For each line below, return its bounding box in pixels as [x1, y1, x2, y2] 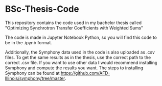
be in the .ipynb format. [5, 39, 52, 45]
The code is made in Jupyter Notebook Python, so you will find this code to [5, 34, 157, 40]
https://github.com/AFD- [60, 70, 110, 76]
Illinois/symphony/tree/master [5, 75, 65, 81]
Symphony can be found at [5, 70, 60, 76]
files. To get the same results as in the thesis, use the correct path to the [5, 54, 151, 60]
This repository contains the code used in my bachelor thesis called [5, 20, 142, 26]
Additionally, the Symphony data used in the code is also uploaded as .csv [5, 49, 155, 55]
